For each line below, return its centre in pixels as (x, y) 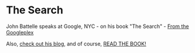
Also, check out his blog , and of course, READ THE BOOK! (76, 44)
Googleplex (20, 32)
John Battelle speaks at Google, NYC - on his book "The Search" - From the (97, 26)
